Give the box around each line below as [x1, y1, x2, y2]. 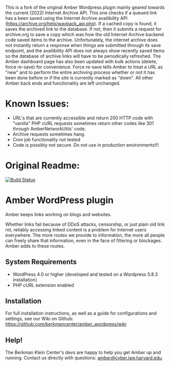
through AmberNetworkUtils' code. [12, 125, 86, 132]
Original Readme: [5, 160, 80, 171]
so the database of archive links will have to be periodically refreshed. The [5, 53, 161, 59]
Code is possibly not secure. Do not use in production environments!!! [12, 142, 159, 148]
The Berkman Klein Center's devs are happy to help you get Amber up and [5, 349, 161, 356]
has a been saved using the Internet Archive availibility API [5, 15, 128, 21]
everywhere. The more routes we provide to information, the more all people [5, 232, 165, 238]
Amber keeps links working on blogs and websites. [5, 211, 112, 217]
